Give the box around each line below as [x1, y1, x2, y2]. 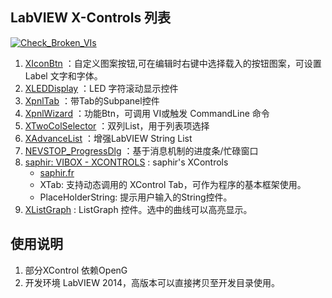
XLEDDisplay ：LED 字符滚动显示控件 [24, 82, 179, 94]
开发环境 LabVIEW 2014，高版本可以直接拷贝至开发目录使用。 [24, 276, 281, 288]
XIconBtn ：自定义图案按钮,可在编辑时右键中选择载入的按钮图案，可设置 [24, 57, 322, 69]
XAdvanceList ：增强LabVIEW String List [24, 132, 193, 144]
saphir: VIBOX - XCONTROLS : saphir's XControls [24, 156, 229, 168]
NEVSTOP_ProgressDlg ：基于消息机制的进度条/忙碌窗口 [24, 144, 259, 157]
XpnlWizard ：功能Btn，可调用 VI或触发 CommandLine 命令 [24, 107, 270, 119]
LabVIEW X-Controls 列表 [10, 9, 172, 27]
